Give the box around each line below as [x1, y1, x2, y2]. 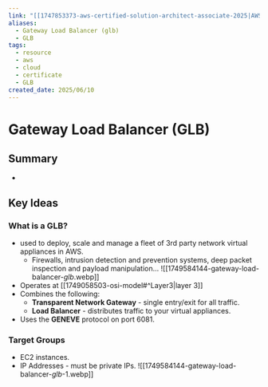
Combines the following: [19, 289, 100, 299]
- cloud [15, 64, 41, 72]
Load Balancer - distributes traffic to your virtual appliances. [31, 306, 231, 316]
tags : [8, 41, 26, 49]
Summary [8, 152, 58, 165]
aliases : [8, 19, 37, 27]
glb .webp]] [63, 272, 100, 282]
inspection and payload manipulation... [31, 264, 160, 274]
